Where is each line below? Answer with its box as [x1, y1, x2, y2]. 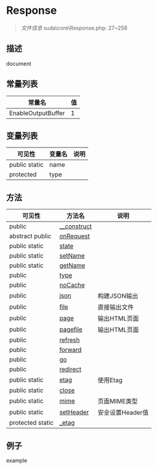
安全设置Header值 [98, 409, 149, 417]
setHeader [59, 408, 89, 416]
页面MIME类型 [98, 397, 138, 406]
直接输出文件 [98, 303, 134, 312]
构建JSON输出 [98, 292, 139, 300]
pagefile [59, 326, 83, 334]
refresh [59, 336, 80, 344]
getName [59, 261, 86, 270]
